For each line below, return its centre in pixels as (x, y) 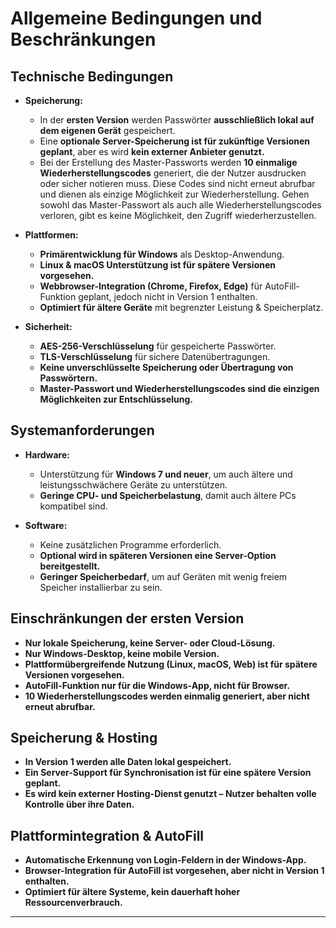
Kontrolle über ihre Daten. (79, 804)
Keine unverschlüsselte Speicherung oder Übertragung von (166, 367)
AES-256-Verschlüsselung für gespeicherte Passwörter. (158, 346)
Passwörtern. (68, 378)
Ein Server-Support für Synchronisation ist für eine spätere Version (168, 773)
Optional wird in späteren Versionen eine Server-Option (158, 555)
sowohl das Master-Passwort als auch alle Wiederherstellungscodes (180, 205)
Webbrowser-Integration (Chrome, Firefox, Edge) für (151, 286)
